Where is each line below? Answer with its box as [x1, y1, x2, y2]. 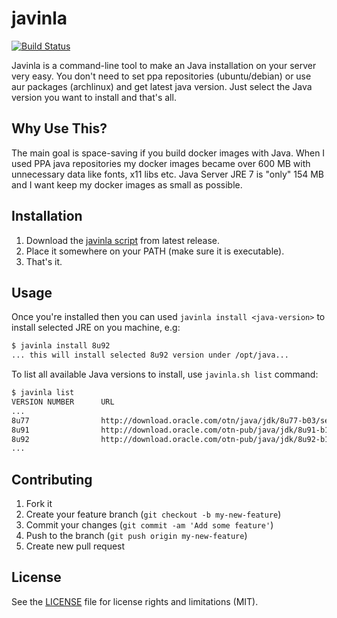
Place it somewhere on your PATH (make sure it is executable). [25, 245, 285, 257]
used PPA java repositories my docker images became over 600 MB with [11, 157, 311, 169]
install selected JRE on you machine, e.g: [11, 322, 181, 334]
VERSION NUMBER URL [11, 397, 115, 407]
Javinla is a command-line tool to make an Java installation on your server [11, 59, 317, 71]
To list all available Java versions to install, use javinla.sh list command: [11, 368, 319, 381]
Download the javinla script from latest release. [25, 234, 220, 246]
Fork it [25, 498, 53, 510]
